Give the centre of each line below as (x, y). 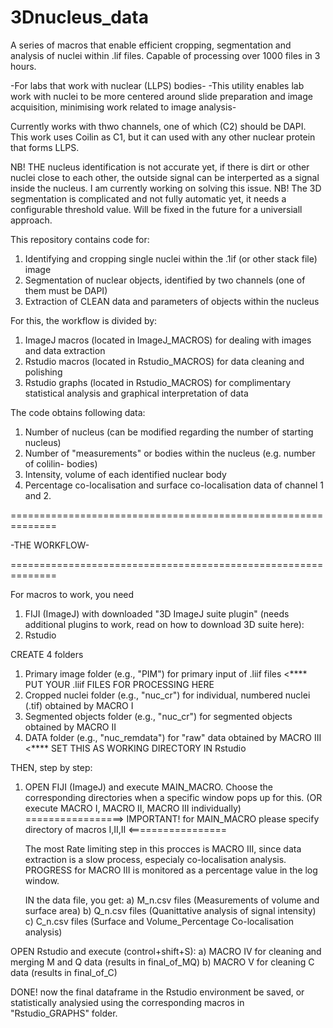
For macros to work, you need (72, 594)
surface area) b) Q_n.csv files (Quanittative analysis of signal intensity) (170, 910)
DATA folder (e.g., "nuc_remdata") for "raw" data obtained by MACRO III (173, 737)
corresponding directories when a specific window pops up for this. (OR (173, 797)
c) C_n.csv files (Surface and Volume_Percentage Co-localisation (159, 921)
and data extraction (65, 350)
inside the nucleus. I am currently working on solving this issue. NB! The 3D (166, 188)
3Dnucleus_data (79, 17)
